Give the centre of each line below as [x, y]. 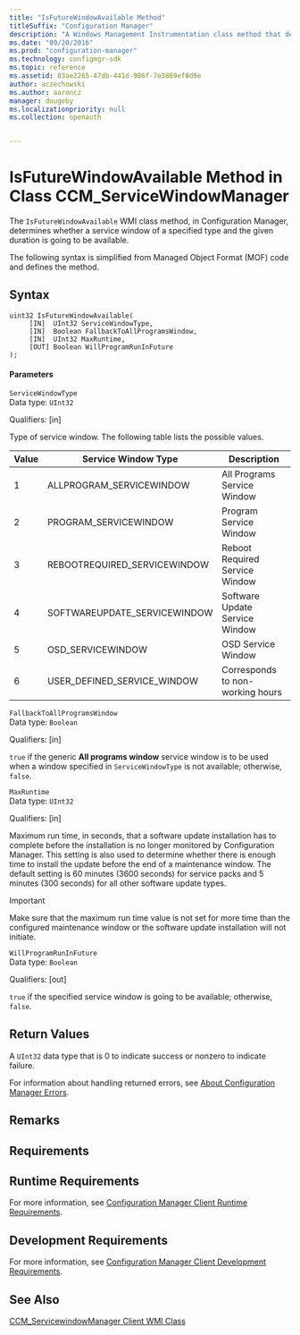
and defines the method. [54, 267]
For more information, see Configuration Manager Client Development [137, 1262]
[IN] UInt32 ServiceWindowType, [91, 323]
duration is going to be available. [69, 240]
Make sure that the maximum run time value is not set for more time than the [150, 918]
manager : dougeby [42, 101]
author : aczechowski [48, 84]
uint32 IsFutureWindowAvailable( [71, 315]
